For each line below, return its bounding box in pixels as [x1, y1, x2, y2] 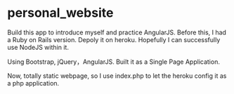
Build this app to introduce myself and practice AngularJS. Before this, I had [7, 28, 227, 36]
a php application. [7, 79, 60, 87]
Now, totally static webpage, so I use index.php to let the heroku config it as [7, 72, 227, 80]
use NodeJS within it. [7, 43, 69, 51]
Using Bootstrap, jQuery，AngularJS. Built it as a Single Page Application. [7, 58, 220, 66]
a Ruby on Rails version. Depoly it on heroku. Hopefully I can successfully [7, 35, 221, 43]
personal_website [7, 5, 114, 21]
